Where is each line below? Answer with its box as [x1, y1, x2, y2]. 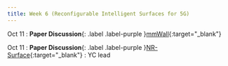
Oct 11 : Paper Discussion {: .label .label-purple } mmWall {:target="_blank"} [7, 29, 222, 38]
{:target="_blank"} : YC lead [29, 51, 111, 59]
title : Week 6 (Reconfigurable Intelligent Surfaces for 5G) [7, 10, 190, 18]
